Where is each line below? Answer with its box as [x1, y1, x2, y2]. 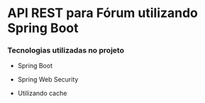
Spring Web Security [17, 75, 79, 84]
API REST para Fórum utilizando [7, 5, 199, 21]
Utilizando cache [17, 89, 67, 97]
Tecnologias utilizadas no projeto [7, 45, 124, 55]
